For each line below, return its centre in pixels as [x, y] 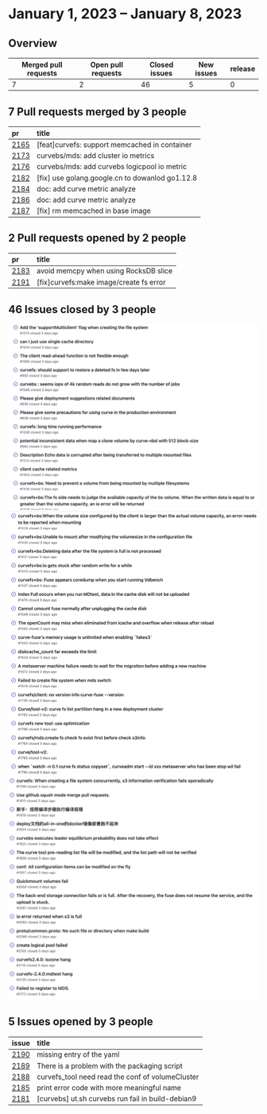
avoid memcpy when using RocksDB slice [105, 271]
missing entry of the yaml [78, 1054]
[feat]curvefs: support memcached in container [114, 145]
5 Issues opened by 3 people [81, 1022]
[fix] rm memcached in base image [94, 211]
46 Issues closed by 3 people [82, 309]
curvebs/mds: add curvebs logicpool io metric [112, 167]
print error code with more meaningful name [109, 1088]
